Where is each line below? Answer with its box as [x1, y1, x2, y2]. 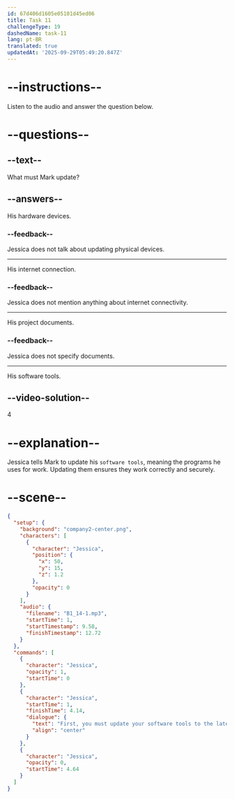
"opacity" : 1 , [25, 669, 68, 675]
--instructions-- [7, 80, 102, 95]
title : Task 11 [7, 17, 52, 24]
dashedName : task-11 [7, 29, 68, 37]
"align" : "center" [32, 727, 86, 734]
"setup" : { [13, 519, 45, 527]
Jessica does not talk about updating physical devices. [7, 245, 165, 253]
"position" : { [32, 552, 73, 559]
